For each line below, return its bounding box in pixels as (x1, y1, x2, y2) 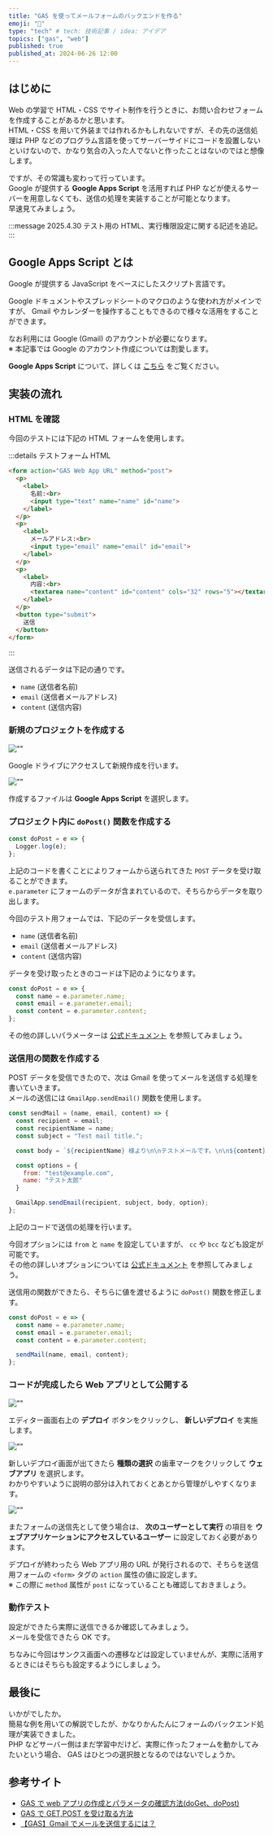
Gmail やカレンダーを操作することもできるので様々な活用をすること (31, 306, 259, 315)
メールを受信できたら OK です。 (8, 1632, 115, 1642)
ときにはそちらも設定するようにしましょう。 (15, 1660, 165, 1669)
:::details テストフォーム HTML (8, 450, 111, 460)
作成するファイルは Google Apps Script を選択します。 (8, 794, 193, 803)
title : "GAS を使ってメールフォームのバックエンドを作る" (8, 11, 183, 20)
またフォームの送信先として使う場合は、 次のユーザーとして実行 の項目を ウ (8, 1521, 263, 1531)
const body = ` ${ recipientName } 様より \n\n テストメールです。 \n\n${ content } (15, 1146, 266, 1155)
